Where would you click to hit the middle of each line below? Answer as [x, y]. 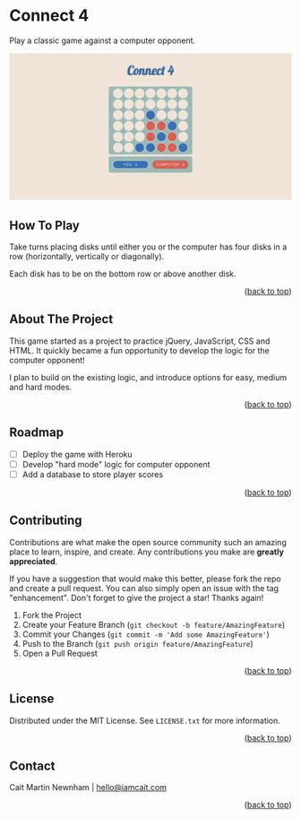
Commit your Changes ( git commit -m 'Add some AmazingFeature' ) [146, 634]
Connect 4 [49, 16]
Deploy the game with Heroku [77, 454]
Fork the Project [52, 614]
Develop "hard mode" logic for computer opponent [116, 464]
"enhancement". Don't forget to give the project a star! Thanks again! [137, 597]
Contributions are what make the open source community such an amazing [148, 542]
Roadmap [37, 433]
